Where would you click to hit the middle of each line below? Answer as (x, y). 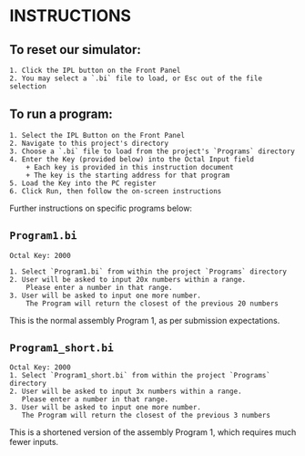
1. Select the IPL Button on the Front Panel (97, 135)
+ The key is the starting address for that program (128, 175)
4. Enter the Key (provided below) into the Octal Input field (132, 159)
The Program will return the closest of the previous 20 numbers (152, 303)
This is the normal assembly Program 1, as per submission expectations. (145, 320)
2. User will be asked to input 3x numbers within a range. (126, 392)
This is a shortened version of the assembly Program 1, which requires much (153, 432)
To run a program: (61, 114)
